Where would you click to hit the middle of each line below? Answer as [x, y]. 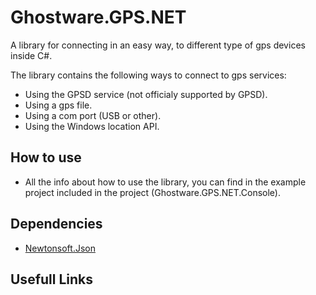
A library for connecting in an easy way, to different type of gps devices [158, 45]
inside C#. [31, 55]
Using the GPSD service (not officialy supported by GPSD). [146, 94]
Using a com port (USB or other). [93, 115]
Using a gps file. [58, 105]
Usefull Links [52, 279]
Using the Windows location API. [92, 126]
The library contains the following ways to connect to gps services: [148, 75]
